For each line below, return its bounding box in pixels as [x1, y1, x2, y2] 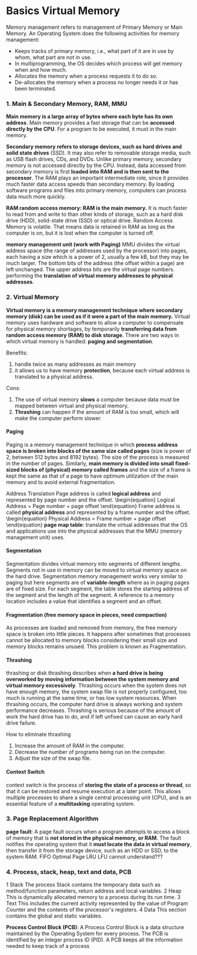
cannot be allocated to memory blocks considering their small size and [6, 637, 178, 644]
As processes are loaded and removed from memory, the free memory [6, 625, 178, 632]
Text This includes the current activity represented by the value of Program [6, 900, 188, 907]
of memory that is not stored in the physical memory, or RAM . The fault [6, 834, 182, 842]
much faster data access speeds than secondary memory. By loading [6, 181, 175, 188]
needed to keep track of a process [6, 943, 90, 950]
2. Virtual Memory [6, 293, 59, 301]
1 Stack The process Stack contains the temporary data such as [6, 881, 161, 889]
